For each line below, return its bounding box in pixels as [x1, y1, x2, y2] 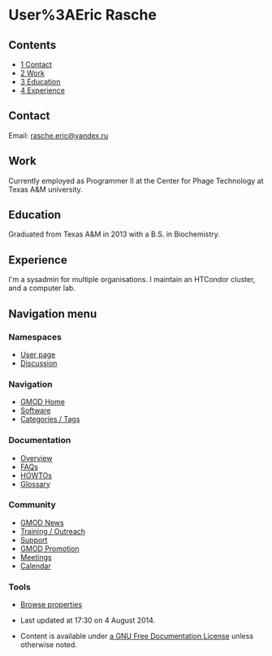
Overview [19, 453, 53, 463]
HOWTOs [19, 470, 53, 480]
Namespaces [8, 331, 63, 342]
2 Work [19, 68, 45, 78]
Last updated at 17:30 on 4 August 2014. [19, 615, 156, 625]
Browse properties [19, 600, 83, 610]
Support [19, 535, 48, 545]
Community [8, 499, 56, 510]
